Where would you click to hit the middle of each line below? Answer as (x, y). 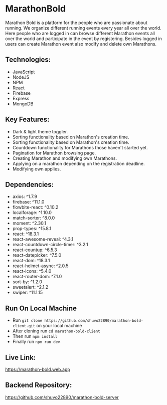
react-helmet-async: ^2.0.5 (40, 266)
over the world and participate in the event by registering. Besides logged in (83, 39)
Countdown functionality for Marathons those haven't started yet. (80, 147)
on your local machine (59, 326)
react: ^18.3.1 (26, 234)
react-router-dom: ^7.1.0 (37, 277)
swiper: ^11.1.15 (28, 292)
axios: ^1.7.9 (25, 196)
